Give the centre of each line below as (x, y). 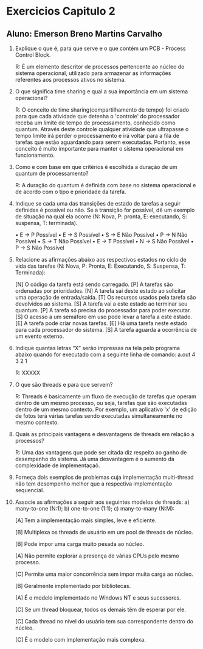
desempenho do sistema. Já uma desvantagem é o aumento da (95, 459)
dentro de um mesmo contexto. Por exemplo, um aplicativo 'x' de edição (106, 409)
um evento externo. (40, 336)
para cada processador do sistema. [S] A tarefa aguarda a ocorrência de (106, 330)
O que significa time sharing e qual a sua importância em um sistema (101, 91)
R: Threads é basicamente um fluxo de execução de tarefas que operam (105, 396)
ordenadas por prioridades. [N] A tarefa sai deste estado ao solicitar (101, 291)
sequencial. (29, 490)
